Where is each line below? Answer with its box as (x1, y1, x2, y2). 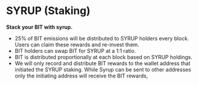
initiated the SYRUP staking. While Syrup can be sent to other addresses (14, 66, 191, 73)
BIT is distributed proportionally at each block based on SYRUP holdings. (14, 53, 193, 60)
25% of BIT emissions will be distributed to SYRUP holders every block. (14, 35, 189, 42)
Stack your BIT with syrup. (6, 23, 73, 30)
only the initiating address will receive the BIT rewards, (14, 72, 148, 79)
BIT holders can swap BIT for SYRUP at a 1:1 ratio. (14, 47, 136, 54)
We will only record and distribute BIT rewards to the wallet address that (14, 60, 191, 67)
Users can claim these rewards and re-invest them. (14, 41, 139, 48)
